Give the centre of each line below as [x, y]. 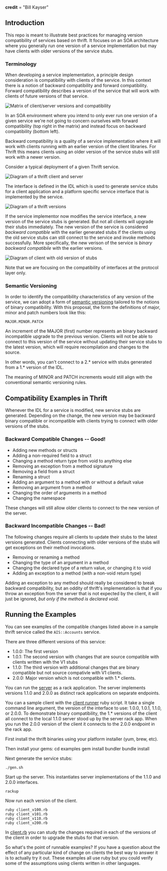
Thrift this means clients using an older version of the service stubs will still [82, 152]
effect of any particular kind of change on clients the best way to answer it [82, 852]
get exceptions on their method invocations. [50, 547]
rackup [12, 791]
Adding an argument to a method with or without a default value [78, 482]
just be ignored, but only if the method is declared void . [62, 599]
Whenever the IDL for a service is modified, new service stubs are [73, 410]
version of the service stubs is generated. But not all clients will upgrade [79, 222]
